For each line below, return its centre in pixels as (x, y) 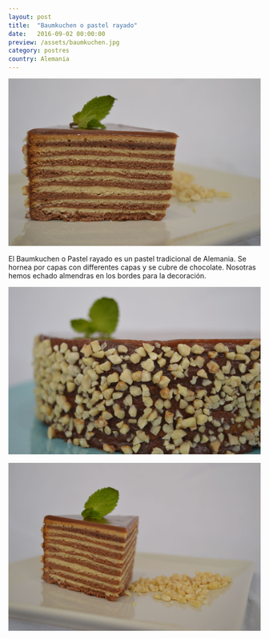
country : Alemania (39, 59)
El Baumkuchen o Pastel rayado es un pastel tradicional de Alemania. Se (127, 259)
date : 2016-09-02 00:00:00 (57, 34)
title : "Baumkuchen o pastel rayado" (73, 25)
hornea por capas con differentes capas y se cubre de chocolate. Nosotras (132, 267)
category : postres (39, 51)
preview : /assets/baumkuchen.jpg (64, 42)
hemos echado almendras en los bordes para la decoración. (107, 276)
